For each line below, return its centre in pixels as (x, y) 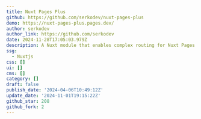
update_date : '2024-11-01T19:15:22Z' (54, 96)
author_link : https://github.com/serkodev (60, 34)
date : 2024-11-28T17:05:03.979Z (47, 40)
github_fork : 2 (25, 107)
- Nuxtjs (23, 56)
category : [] (23, 79)
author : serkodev (28, 29)
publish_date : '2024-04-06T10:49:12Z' (55, 90)
